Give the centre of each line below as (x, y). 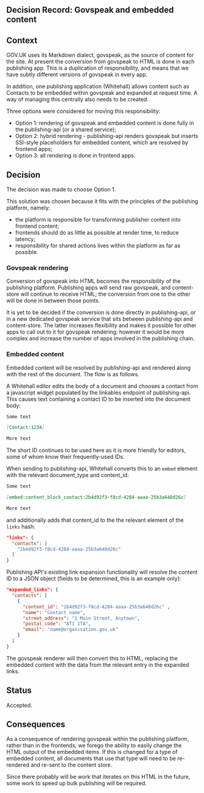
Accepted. (19, 705)
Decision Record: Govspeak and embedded (90, 10)
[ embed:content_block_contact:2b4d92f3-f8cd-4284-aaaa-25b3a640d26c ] (97, 497)
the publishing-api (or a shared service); (66, 130)
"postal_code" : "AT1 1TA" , (57, 624)
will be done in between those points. (53, 301)
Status (19, 691)
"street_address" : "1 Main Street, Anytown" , (81, 618)
